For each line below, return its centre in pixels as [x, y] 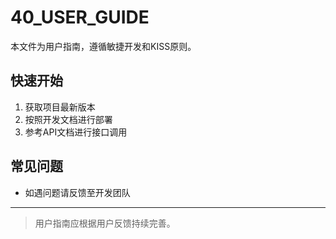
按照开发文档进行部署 [68, 119]
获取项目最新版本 [60, 107]
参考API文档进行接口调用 [76, 132]
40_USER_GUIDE [80, 17]
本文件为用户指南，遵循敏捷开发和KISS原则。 [103, 46]
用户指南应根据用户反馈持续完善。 [105, 223]
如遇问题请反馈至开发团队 [77, 192]
